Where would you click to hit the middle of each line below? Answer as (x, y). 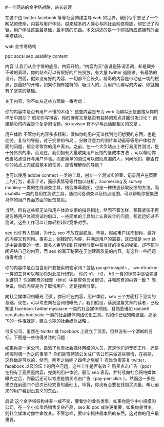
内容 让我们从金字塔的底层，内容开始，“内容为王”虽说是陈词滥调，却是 (76, 66)
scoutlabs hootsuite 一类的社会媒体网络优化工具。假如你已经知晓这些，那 (79, 315)
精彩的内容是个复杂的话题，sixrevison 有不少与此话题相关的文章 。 (76, 124)
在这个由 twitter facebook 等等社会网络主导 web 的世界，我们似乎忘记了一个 (82, 18)
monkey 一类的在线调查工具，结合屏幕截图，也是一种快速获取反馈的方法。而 (82, 187)
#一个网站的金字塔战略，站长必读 (39, 7)
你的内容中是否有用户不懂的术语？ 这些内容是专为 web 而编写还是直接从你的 (82, 111)
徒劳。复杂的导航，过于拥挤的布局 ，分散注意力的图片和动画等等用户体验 (78, 140)
